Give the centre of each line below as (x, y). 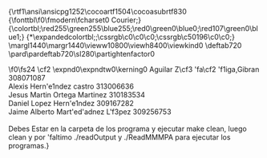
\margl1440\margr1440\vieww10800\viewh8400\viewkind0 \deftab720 (125, 45)
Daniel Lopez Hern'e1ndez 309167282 (71, 103)
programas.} (29, 146)
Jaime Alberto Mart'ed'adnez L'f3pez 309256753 (90, 112)
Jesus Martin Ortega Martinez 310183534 (77, 95)
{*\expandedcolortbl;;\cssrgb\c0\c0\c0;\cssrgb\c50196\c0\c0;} (130, 37)
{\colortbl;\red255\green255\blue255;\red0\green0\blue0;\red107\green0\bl (133, 28)
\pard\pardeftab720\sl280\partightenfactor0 (81, 54)
